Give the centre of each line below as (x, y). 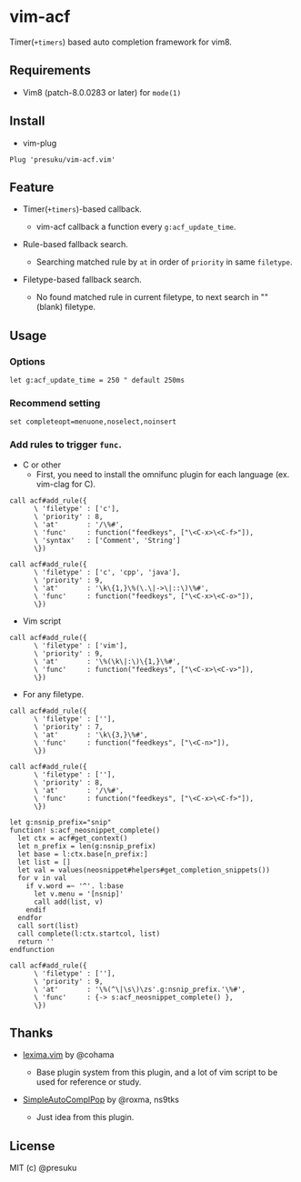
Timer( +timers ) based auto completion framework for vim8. (120, 42)
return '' (36, 942)
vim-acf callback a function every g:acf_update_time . (136, 227)
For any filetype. (53, 694)
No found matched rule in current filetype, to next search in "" (152, 297)
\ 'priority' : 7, (68, 726)
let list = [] (44, 862)
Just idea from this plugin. (85, 1117)
